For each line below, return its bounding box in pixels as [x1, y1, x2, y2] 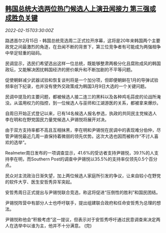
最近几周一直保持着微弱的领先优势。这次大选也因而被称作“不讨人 [22, 133, 155, 139]
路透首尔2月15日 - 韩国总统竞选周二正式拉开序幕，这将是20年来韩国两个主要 [5, 38, 161, 43]
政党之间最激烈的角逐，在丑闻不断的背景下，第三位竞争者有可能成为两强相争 [5, 43, 161, 49]
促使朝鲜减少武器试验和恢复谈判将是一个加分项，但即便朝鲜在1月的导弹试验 [5, 77, 159, 83]
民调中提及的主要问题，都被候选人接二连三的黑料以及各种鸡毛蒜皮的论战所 [5, 93, 157, 100]
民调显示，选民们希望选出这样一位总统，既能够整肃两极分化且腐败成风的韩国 [5, 60, 161, 66]
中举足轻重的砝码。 [5, 50, 44, 56]
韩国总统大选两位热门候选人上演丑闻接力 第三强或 [5, 4, 156, 13]
